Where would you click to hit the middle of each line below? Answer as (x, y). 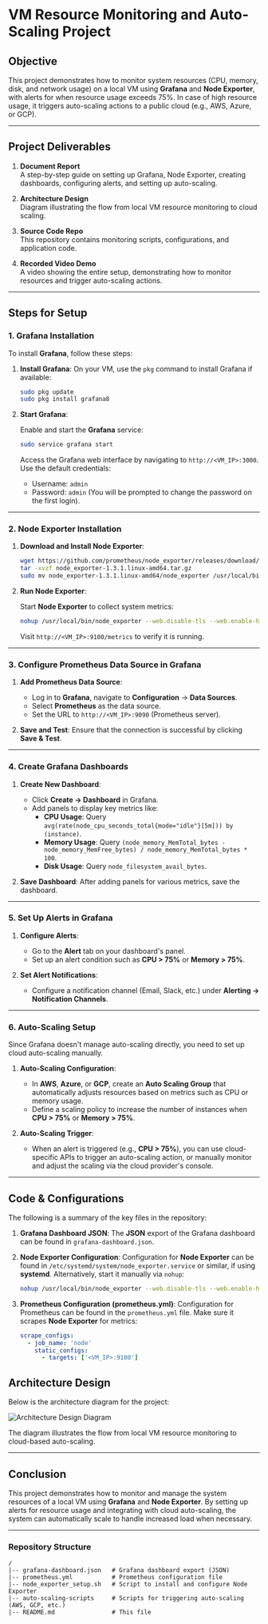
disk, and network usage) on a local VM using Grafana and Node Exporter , (132, 89)
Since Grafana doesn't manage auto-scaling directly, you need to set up (126, 1045)
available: (35, 377)
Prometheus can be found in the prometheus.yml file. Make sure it (126, 1312)
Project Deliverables (60, 147)
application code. (48, 248)
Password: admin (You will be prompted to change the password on (142, 492)
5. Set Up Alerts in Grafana (61, 918)
